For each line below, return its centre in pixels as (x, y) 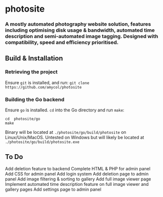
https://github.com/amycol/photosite (43, 87)
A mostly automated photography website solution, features (78, 24)
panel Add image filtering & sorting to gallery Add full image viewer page (78, 179)
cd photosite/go (23, 119)
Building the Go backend (35, 99)
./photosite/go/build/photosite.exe (42, 142)
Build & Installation (34, 58)
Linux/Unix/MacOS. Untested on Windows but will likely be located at (75, 138)
